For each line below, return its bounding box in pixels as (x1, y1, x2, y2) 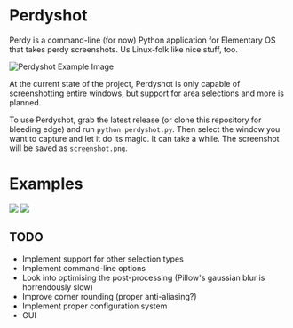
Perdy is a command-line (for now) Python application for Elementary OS (9, 35, 277, 45)
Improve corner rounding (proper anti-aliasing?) (21, 291, 197, 301)
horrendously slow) (21, 281, 93, 293)
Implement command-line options (21, 262, 146, 273)
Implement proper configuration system (21, 301, 168, 311)
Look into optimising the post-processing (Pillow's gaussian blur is (21, 272, 265, 283)
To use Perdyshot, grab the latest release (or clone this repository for (9, 114, 262, 125)
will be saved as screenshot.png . (9, 143, 129, 153)
